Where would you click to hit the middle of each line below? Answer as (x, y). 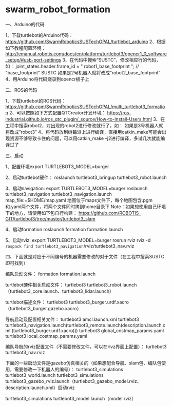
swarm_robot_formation (58, 9)
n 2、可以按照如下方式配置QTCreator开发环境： (56, 113)
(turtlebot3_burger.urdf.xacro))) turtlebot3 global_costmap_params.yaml (88, 330)
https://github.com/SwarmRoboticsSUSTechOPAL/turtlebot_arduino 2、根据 (85, 42)
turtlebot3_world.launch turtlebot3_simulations (54, 375)
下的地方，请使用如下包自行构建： (41, 213)
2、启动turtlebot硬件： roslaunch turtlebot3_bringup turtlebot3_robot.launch (86, 177)
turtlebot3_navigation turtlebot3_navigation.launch (59, 194)
